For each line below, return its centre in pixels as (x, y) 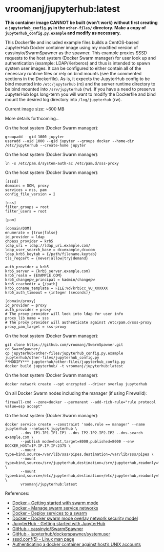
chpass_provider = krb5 (29, 241)
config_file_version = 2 (30, 194)
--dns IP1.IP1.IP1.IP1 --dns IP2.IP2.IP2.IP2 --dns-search (82, 433)
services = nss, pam (26, 190)
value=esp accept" (24, 406)
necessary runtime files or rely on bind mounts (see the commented (73, 73)
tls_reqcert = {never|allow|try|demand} (47, 258)
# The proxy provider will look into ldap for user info (64, 314)
